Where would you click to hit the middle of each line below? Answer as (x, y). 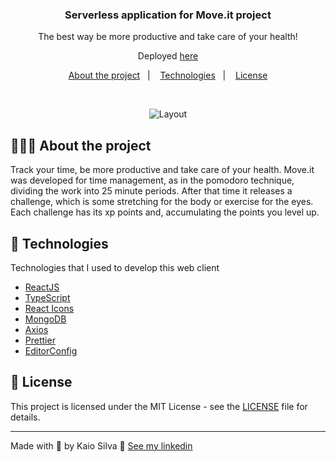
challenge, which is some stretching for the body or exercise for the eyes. (162, 202)
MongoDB (45, 319)
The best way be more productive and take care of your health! (168, 37)
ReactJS (42, 287)
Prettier (40, 340)
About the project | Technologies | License (168, 75)
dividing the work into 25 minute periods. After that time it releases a (151, 191)
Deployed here (168, 56)
